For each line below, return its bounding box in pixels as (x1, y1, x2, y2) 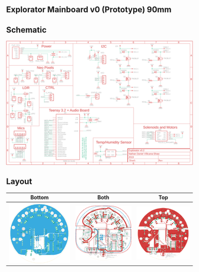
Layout (6, 177, 33, 187)
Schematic (6, 25, 47, 35)
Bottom (30, 194, 49, 201)
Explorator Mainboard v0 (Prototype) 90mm (6, 5, 172, 15)
